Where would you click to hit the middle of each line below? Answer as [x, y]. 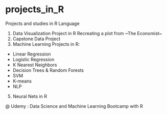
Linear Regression [32, 54]
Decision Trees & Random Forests [48, 70]
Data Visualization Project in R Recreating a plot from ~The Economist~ [87, 33]
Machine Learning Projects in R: [46, 44]
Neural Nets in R [30, 96]
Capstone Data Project [36, 39]
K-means [22, 81]
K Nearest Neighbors [35, 65]
